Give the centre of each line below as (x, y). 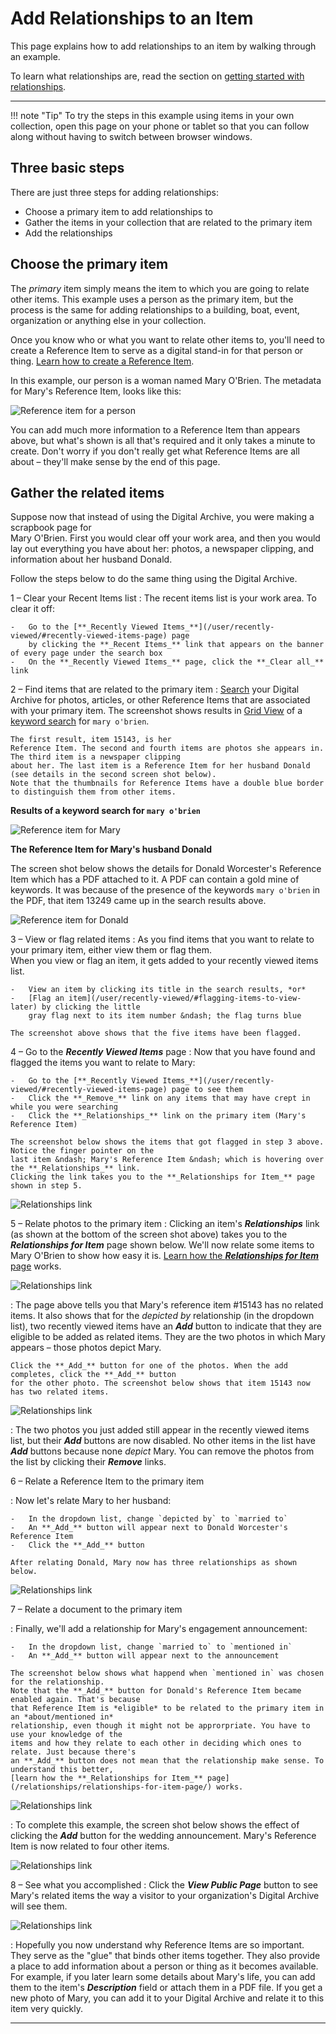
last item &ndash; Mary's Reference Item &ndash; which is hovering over (167, 1160)
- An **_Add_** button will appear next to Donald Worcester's (149, 1528)
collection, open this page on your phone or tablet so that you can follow (160, 126)
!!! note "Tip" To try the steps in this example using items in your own (152, 115)
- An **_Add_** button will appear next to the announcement (145, 1656)
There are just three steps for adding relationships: (114, 192)
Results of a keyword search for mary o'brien (105, 811)
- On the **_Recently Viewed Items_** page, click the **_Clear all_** (167, 662)
